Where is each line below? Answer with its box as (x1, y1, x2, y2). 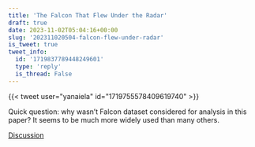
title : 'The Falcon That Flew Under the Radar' (8, 11, 168, 20)
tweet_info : (8, 48, 47, 56)
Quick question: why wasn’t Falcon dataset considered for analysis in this (8, 107, 247, 116)
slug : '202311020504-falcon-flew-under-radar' (8, 33, 164, 42)
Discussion (8, 130, 44, 140)
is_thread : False (15, 70, 73, 78)
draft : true (8, 19, 47, 27)
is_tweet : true (8, 41, 58, 49)
